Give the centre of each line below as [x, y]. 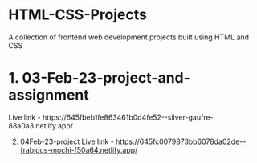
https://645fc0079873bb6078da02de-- [181, 141]
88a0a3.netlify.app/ [41, 125]
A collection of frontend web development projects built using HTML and [129, 37]
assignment [49, 95]
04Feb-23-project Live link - [67, 141]
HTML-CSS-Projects [78, 15]
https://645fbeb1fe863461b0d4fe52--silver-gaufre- [128, 117]
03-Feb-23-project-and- [106, 78]
